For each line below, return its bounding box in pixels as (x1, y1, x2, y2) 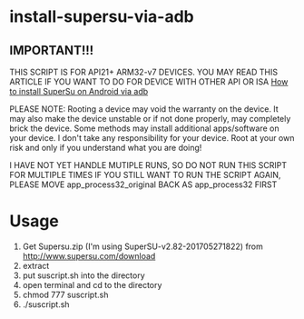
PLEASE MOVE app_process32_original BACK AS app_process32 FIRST (9, 179, 278, 190)
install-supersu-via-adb (9, 6, 194, 27)
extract (22, 260, 50, 271)
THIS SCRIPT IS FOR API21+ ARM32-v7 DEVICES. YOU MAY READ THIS (9, 66, 279, 77)
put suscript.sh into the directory (22, 270, 145, 281)
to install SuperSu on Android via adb (9, 86, 149, 96)
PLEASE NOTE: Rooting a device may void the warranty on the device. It (9, 104, 279, 115)
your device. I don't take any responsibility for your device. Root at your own (9, 133, 295, 143)
